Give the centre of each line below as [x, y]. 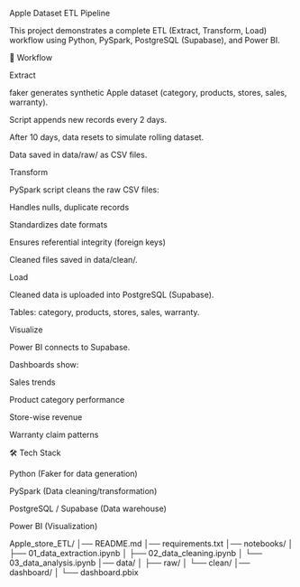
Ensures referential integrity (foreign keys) [88, 242]
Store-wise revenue [46, 417]
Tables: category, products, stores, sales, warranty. [105, 312]
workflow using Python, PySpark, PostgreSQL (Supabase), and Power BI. [145, 40]
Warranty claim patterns [54, 434]
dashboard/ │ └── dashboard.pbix [74, 572]
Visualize [26, 330]
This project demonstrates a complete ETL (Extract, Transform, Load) [138, 30]
